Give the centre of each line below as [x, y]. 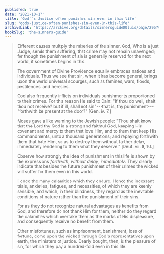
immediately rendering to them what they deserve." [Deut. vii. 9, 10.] [85, 147]
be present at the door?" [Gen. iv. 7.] [75, 111]
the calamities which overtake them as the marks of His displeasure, [86, 216]
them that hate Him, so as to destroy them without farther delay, [81, 141]
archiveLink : [18, 28]
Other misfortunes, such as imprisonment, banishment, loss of [80, 231]
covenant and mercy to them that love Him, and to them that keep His [87, 131]
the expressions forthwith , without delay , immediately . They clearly [85, 161]
